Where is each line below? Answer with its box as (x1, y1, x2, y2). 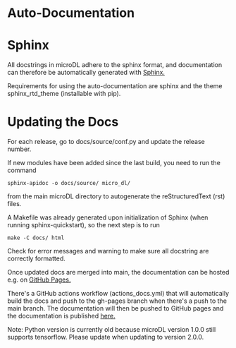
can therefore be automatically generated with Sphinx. (7, 68, 166, 77)
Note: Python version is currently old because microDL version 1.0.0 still (7, 325, 216, 334)
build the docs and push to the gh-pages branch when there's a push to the (7, 296, 228, 305)
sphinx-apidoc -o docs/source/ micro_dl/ (7, 180, 131, 187)
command (7, 166, 37, 174)
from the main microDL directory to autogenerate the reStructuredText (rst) (7, 192, 225, 200)
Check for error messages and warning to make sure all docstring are (7, 247, 209, 256)
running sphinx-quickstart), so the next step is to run (7, 221, 160, 229)
